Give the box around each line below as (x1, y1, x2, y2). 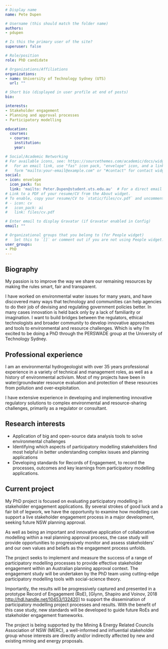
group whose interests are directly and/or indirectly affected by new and (5, 632, 154, 638)
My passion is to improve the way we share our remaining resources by (5, 278, 152, 284)
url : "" (9, 81, 26, 86)
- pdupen (5, 31, 23, 36)
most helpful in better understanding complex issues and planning (12, 449, 149, 455)
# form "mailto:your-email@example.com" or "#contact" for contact (5, 168, 153, 173)
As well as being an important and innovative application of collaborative (5, 529, 155, 535)
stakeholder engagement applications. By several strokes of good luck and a (5, 503, 163, 509)
